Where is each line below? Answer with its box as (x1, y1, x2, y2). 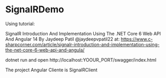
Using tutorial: (5, 21, 35, 27)
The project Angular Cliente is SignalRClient (5, 67, 97, 73)
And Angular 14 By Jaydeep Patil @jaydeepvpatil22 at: (5, 36, 120, 42)
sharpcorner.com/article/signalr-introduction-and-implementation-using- (5, 41, 160, 47)
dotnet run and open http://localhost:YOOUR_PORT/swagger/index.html (5, 56, 157, 63)
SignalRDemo (5, 4, 64, 15)
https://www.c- (120, 36, 153, 42)
